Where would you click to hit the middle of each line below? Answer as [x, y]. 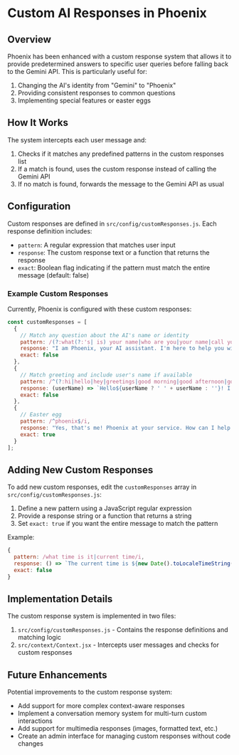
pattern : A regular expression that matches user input [96, 245]
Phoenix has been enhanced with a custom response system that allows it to [119, 56]
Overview [30, 39]
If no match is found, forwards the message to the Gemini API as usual [121, 184]
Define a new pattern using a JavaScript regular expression [105, 508]
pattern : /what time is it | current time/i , [79, 557]
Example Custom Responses [58, 293]
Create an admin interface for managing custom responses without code [124, 736]
